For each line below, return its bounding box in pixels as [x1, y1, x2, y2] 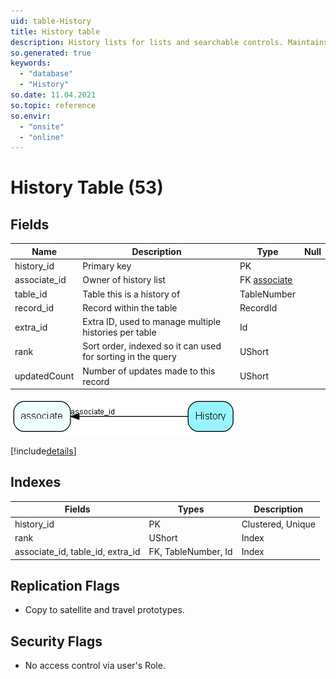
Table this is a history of [82, 288, 181, 300]
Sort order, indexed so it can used [82, 340, 222, 352]
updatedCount [14, 370, 75, 382]
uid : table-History [10, 16, 92, 26]
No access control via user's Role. [24, 660, 166, 672]
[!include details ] [10, 445, 77, 457]
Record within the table [82, 301, 178, 314]
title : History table [10, 26, 101, 37]
